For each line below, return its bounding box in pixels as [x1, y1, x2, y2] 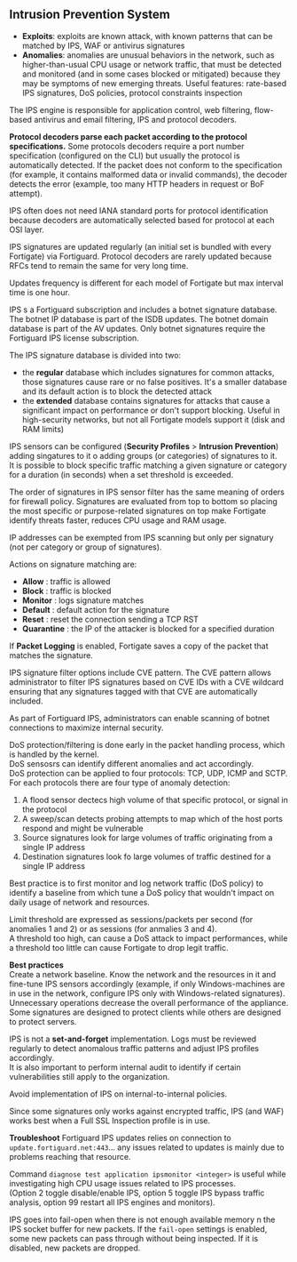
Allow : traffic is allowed [21, 575, 111, 586]
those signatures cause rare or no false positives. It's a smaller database [21, 376, 287, 387]
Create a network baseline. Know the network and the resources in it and [9, 969, 277, 979]
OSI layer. [9, 224, 44, 235]
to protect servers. [9, 1016, 77, 1026]
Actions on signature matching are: [9, 559, 137, 569]
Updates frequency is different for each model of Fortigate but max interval [9, 277, 284, 288]
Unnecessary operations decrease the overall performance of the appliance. [9, 997, 289, 1008]
